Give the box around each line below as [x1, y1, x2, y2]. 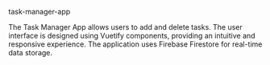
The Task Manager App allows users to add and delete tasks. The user [8, 22, 243, 31]
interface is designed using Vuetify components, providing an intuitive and [8, 31, 255, 40]
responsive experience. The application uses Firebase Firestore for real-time [8, 39, 263, 49]
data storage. [8, 48, 53, 57]
